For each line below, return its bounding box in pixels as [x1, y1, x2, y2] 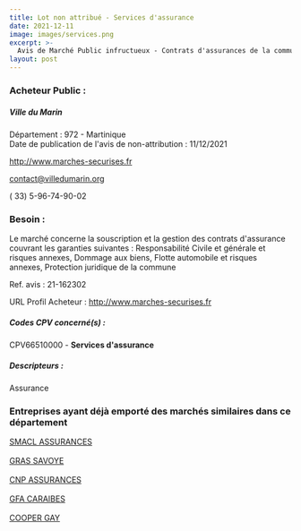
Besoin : [9, 212, 46, 225]
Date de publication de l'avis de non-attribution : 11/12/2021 [9, 138, 228, 149]
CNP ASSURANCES [9, 475, 82, 485]
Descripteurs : [9, 360, 64, 371]
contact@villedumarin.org [9, 173, 105, 184]
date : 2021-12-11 [9, 21, 74, 30]
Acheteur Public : [9, 84, 87, 97]
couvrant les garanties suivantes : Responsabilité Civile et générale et [9, 243, 266, 253]
